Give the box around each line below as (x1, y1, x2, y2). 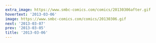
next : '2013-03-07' (5, 21, 46, 26)
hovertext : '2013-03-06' (5, 12, 57, 17)
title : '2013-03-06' (5, 30, 48, 35)
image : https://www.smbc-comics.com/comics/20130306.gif (5, 16, 126, 21)
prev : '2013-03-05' (5, 26, 46, 31)
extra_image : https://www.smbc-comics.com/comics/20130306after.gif (5, 7, 151, 12)
